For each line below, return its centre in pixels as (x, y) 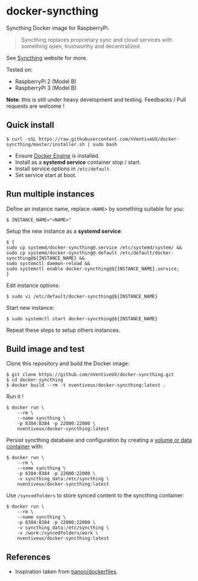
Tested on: (20, 69)
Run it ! (15, 397)
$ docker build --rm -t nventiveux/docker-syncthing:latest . (86, 385)
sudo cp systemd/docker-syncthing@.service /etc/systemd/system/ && (94, 247)
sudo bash (105, 144)
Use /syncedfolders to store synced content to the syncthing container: (95, 495)
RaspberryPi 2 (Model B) (46, 81)
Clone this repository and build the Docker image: (68, 364)
